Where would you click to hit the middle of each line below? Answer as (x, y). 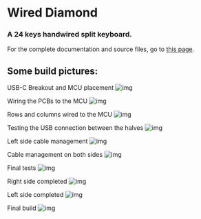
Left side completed (35, 195)
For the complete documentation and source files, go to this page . (101, 49)
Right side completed (37, 182)
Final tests (22, 168)
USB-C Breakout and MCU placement (61, 88)
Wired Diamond (53, 13)
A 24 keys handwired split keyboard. (70, 35)
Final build (22, 208)
